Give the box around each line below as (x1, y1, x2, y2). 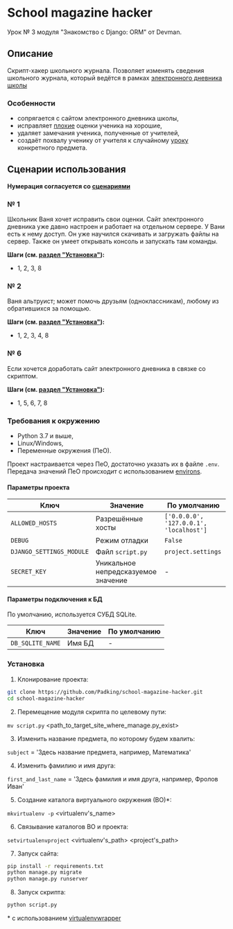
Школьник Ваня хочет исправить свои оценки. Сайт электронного (7, 215, 204, 223)
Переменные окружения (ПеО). (17, 446, 112, 455)
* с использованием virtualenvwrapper (7, 914, 121, 922)
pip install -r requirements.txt (7, 862, 104, 869)
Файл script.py (96, 547, 148, 557)
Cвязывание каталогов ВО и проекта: (17, 822, 129, 831)
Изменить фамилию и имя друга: (17, 761, 116, 770)
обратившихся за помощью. (7, 304, 92, 313)
